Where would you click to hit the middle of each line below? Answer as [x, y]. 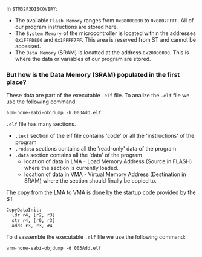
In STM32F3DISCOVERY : [32, 9]
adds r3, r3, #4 [32, 226]
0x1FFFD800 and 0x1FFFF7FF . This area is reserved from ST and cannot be [106, 40]
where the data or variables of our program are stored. [83, 59]
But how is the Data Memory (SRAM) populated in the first [93, 74]
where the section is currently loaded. [71, 168]
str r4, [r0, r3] [34, 221]
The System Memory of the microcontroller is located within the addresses [106, 33]
